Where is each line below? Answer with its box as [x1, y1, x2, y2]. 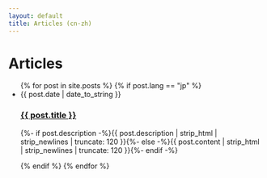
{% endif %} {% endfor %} [19, 161, 110, 171]
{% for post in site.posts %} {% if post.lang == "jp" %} [19, 81, 202, 91]
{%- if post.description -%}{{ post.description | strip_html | [19, 128, 218, 138]
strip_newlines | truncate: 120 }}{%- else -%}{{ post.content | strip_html [19, 137, 261, 146]
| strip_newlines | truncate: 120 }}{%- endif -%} [19, 145, 179, 155]
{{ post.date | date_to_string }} [19, 90, 121, 100]
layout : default [8, 11, 63, 20]
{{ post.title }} [19, 110, 77, 121]
